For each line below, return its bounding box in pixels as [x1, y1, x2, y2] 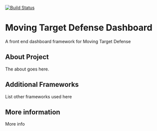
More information [5, 108, 61, 116]
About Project [5, 53, 49, 62]
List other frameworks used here [5, 93, 72, 99]
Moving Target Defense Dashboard [5, 22, 153, 33]
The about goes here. [5, 66, 50, 72]
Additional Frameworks [5, 80, 79, 89]
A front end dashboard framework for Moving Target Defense [5, 38, 131, 44]
